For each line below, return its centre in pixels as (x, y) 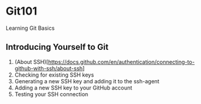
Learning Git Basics (30, 28)
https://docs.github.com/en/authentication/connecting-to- (121, 61)
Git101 (21, 11)
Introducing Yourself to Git (57, 47)
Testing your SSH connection (51, 94)
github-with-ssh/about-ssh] (49, 68)
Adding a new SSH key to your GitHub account (73, 88)
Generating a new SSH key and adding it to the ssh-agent (87, 81)
